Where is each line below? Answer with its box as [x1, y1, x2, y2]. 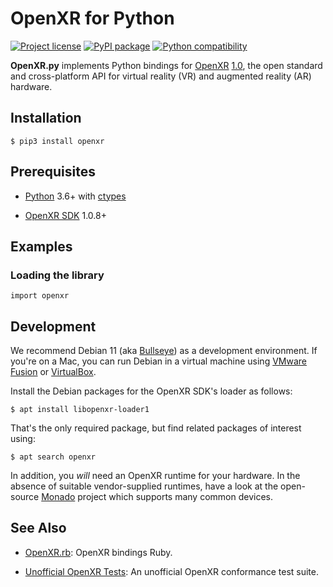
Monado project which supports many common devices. [41, 491, 273, 503]
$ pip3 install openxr [10, 136, 105, 146]
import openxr [10, 291, 70, 301]
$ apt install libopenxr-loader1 [10, 405, 150, 415]
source [10, 491, 40, 503]
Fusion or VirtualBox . [10, 366, 97, 378]
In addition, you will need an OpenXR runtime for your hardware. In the [10, 470, 301, 482]
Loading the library [10, 268, 105, 282]
